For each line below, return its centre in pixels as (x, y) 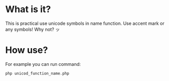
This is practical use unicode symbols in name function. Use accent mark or (85, 23)
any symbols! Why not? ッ (33, 29)
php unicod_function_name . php (37, 73)
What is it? (28, 9)
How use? (27, 50)
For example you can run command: (43, 64)
